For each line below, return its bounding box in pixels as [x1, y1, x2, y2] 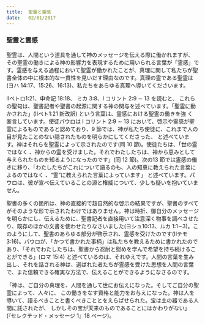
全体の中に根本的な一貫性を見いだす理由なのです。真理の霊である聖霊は [11, 74, 194, 81]
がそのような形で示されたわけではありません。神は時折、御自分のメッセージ [6, 207, 199, 214]
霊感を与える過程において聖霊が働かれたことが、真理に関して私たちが [16, 66, 193, 73]
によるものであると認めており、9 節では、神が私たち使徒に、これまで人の [11, 125, 198, 132]
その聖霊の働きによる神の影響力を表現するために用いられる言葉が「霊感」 [6, 59, 194, 66]
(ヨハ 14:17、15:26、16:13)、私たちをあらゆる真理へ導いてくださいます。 [6, 81, 189, 89]
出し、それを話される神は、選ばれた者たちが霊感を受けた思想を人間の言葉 [6, 261, 194, 268]
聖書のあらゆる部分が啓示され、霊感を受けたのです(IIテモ [43, 230, 188, 237]
